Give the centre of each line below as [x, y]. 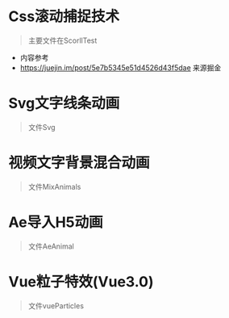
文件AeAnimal [51, 246]
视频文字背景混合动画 [79, 163]
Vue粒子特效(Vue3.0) [81, 281]
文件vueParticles [56, 305]
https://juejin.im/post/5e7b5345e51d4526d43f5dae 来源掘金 [121, 67]
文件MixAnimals [54, 186]
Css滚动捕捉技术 [64, 17]
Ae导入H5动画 [56, 222]
